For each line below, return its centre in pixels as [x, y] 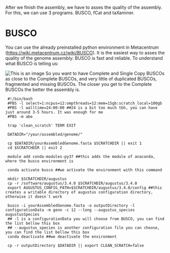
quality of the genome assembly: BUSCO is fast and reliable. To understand [84, 58]
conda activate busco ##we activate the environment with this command [85, 170]
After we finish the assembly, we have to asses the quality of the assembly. [84, 7]
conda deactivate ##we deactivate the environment [62, 236]
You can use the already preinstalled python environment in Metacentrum [82, 47]
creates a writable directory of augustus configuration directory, [79, 192]
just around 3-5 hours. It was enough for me [54, 112]
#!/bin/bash [20, 99]
